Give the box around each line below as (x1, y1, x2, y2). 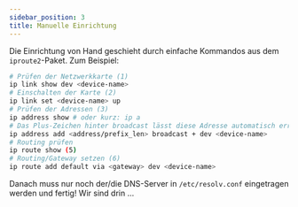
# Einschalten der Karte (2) (9, 88, 117, 97)
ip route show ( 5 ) (9, 146, 77, 155)
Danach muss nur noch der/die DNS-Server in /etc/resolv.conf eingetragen (9, 179, 289, 188)
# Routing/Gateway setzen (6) (9, 154, 122, 164)
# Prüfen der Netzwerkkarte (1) (9, 72, 129, 80)
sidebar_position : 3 (9, 12, 86, 22)
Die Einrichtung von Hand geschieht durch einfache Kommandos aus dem (9, 45, 279, 56)
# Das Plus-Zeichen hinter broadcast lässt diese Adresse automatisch (9, 121, 276, 130)
